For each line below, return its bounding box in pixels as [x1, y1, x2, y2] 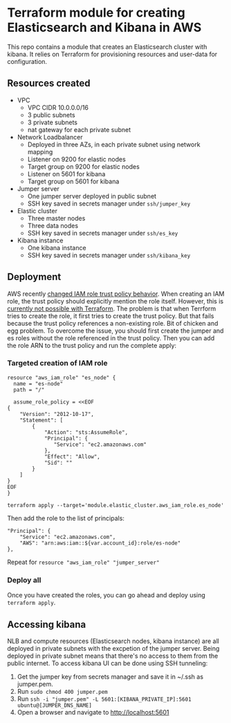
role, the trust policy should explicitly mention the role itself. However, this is [7, 297, 223, 305]
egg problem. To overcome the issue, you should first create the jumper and [7, 326, 224, 335]
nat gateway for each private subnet [27, 125, 131, 133]
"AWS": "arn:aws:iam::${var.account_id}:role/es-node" [19, 540, 181, 547]
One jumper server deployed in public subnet [27, 192, 157, 200]
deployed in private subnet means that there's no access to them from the [7, 651, 219, 660]
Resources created [7, 78, 91, 90]
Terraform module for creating [7, 5, 185, 21]
